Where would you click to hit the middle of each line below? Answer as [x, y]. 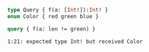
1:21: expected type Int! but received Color [75, 42]
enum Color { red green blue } [53, 16]
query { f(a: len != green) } [52, 29]
